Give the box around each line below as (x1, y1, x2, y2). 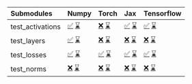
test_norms (10, 64, 46, 74)
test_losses (10, 50, 47, 59)
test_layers (10, 36, 46, 45)
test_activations (10, 22, 61, 31)
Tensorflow (143, 9, 182, 18)
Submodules (10, 9, 53, 18)
